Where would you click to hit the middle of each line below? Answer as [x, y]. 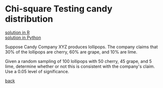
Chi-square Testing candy [59, 9]
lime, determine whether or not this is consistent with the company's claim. [80, 66]
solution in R [17, 32]
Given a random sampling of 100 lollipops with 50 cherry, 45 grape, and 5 [78, 61]
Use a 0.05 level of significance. [37, 71]
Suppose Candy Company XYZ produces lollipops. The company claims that [81, 47]
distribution [29, 19]
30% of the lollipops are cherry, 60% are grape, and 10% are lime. [71, 52]
